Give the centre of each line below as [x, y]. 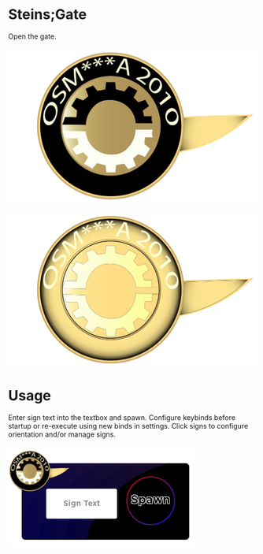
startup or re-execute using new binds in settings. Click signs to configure [128, 426]
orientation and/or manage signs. [62, 434]
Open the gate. [32, 36]
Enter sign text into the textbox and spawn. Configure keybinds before [122, 417]
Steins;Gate [48, 15]
